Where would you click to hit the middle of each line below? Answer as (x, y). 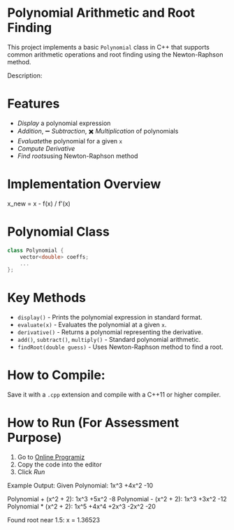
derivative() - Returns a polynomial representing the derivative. (110, 332)
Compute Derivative (46, 148)
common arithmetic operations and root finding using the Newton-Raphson (115, 55)
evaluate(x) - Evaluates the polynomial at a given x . (92, 325)
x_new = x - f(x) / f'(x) (39, 203)
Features (34, 104)
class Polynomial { (36, 250)
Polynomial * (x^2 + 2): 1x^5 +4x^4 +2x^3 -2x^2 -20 (81, 507)
